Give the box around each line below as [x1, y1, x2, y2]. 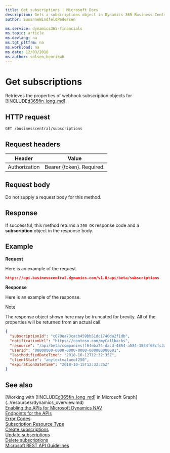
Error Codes [5, 416, 31, 422]
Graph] [122, 394, 138, 400]
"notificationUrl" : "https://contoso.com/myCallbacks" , [10, 339, 130, 344]
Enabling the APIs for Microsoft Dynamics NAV [5, 405, 103, 411]
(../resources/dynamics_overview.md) [5, 399, 84, 405]
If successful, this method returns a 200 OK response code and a [5, 222, 139, 228]
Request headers [5, 140, 61, 148]
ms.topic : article [5, 31, 44, 36]
